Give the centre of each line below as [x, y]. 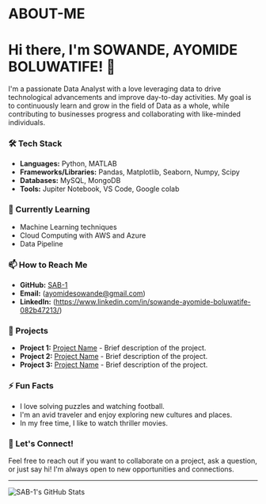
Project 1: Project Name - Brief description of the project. [113, 348]
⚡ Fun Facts [31, 386]
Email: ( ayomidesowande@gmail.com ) [83, 293]
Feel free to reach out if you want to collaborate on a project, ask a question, [133, 460]
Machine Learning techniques [68, 227]
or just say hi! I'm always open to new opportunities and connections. [122, 469]
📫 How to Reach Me [48, 265]
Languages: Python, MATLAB [68, 164]
